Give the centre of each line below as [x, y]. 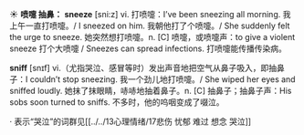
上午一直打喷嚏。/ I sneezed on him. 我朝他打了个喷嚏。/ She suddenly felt [150, 26]
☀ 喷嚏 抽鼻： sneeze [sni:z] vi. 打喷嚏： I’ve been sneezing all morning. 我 [150, 14]
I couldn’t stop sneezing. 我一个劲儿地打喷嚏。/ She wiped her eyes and [161, 79]
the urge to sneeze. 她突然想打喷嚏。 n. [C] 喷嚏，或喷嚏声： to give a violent [152, 37]
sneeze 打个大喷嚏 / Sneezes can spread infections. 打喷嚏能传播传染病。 [148, 48]
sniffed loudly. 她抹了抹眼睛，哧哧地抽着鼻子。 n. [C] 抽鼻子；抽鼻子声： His [151, 91]
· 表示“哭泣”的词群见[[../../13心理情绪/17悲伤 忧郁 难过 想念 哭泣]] [131, 121]
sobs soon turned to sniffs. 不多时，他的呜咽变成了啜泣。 [117, 102]
